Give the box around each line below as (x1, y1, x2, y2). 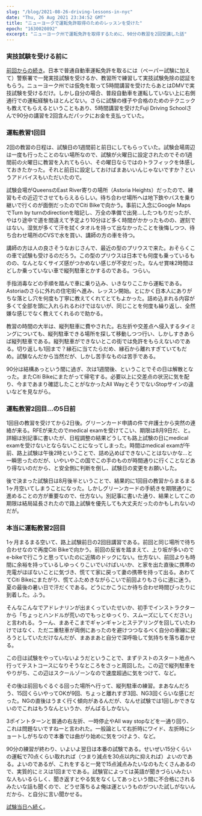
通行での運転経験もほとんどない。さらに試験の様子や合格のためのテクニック (6, 97, 196, 104)
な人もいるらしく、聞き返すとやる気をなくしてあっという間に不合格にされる (6, 776, 195, 783)
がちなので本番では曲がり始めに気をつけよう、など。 (26, 732, 159, 740)
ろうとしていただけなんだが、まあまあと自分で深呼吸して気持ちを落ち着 (6, 634, 185, 641)
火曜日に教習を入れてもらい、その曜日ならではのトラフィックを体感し (22, 158, 195, 165)
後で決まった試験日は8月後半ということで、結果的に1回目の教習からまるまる (6, 477, 195, 484)
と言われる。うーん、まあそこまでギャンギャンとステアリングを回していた (6, 619, 191, 626)
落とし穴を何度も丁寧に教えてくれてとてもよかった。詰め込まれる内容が (16, 294, 195, 301)
